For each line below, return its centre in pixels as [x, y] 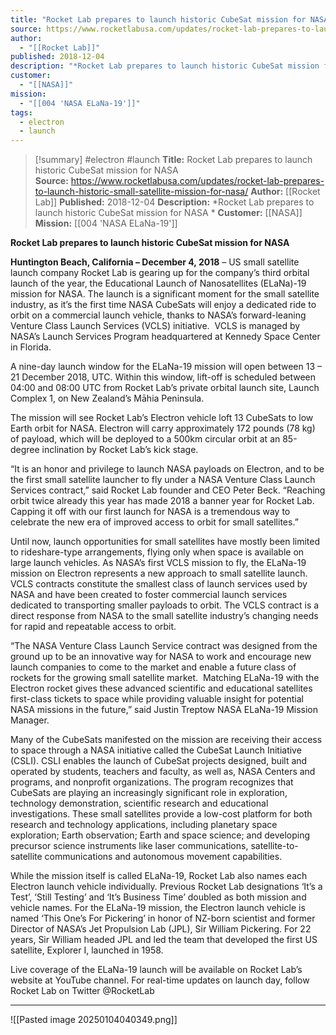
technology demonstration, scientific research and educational [139, 803]
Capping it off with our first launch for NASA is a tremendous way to [150, 512]
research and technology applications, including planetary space [144, 825]
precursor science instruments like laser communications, [129, 846]
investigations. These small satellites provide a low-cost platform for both [161, 814]
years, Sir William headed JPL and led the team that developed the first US [164, 940]
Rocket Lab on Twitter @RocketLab [82, 991]
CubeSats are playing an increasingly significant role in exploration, [149, 793]
